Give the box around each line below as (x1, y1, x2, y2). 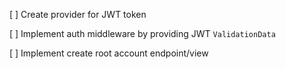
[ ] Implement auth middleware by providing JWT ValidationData (9, 28, 276, 39)
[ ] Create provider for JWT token (9, 9, 147, 20)
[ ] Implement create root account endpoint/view (9, 47, 209, 59)
